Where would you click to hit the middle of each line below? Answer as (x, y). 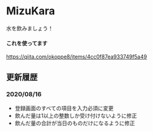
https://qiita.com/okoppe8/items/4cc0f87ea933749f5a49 (76, 57)
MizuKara (31, 11)
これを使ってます (27, 43)
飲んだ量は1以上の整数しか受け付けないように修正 (76, 115)
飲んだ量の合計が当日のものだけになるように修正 (75, 123)
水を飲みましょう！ (30, 28)
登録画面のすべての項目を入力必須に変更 (64, 108)
